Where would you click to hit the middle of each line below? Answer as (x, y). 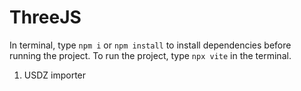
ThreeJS (45, 17)
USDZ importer (55, 75)
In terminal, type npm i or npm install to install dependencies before (150, 45)
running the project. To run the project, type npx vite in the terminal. (150, 55)
